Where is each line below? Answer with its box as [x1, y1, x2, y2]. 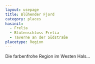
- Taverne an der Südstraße [9, 35, 68, 40]
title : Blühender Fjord [5, 12, 55, 17]
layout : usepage [5, 7, 39, 12]
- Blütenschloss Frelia [9, 30, 59, 35]
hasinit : [5, 21, 23, 26]
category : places [5, 16, 41, 21]
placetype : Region [5, 40, 43, 45]
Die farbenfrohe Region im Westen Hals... [5, 53, 90, 59]
